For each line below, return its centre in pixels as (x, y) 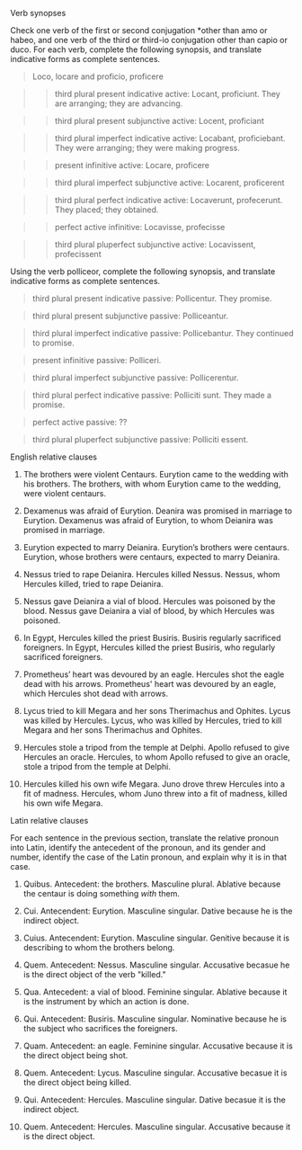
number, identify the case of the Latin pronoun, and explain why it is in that (148, 857)
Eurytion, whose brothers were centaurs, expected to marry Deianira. (151, 557)
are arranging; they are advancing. (119, 103)
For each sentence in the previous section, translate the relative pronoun (145, 838)
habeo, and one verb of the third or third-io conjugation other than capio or (149, 40)
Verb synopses (38, 13)
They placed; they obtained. (107, 209)
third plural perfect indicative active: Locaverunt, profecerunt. (169, 200)
